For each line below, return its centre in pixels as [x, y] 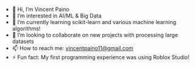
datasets [23, 41]
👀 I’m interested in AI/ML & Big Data [57, 16]
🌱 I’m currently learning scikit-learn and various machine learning [94, 22]
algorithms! [26, 28]
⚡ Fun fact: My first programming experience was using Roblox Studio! [101, 57]
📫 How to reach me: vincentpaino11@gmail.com [73, 48]
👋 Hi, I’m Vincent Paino [41, 9]
